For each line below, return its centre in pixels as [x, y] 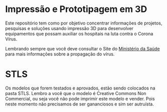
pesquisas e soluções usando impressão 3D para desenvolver [69, 28]
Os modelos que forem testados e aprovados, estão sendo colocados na [80, 88]
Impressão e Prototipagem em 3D [76, 9]
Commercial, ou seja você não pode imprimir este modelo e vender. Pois [80, 98]
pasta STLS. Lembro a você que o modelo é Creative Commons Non [76, 93]
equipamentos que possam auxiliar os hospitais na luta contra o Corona [79, 33]
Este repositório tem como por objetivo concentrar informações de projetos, [84, 23]
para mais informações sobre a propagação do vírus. [60, 54]
